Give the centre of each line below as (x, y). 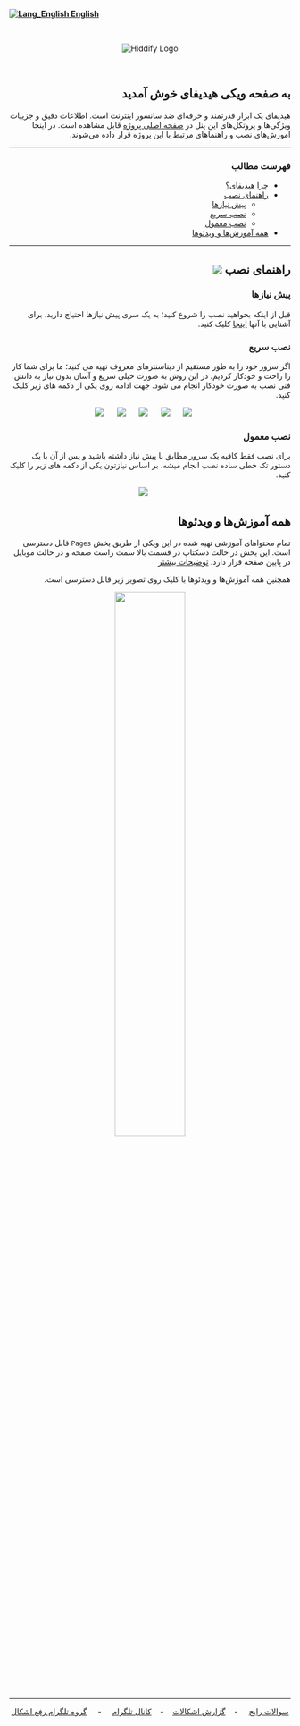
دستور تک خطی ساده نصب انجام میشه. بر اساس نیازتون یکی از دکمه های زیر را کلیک (150, 466)
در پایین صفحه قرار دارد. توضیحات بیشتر (224, 562)
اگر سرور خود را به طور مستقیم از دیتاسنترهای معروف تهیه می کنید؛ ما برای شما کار (151, 366)
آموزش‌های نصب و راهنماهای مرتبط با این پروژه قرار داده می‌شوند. (180, 134)
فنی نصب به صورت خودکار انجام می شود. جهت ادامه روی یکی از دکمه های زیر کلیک (152, 385)
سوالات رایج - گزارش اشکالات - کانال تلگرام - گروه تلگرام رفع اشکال (150, 1712)
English (85, 14)
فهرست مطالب (261, 165)
